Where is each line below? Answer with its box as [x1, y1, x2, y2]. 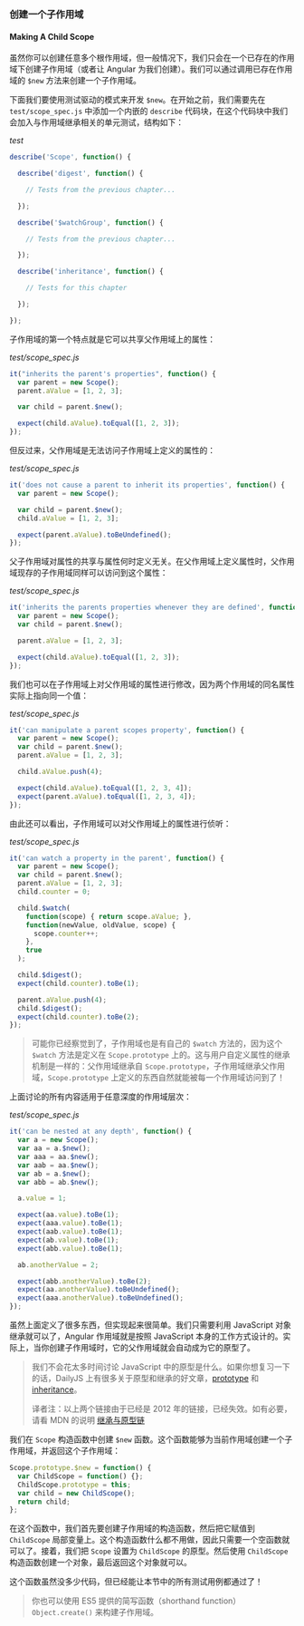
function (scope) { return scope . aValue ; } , [25, 912, 193, 921]
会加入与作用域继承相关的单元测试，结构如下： [9, 117, 184, 128]
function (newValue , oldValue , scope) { [25, 920, 176, 930]
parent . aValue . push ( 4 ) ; [17, 995, 107, 1004]
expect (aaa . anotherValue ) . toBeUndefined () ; [17, 1293, 184, 1302]
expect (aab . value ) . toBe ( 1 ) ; [17, 1227, 124, 1236]
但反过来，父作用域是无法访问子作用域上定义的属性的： [9, 445, 215, 455]
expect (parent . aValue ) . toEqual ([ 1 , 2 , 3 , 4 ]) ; [17, 791, 196, 801]
